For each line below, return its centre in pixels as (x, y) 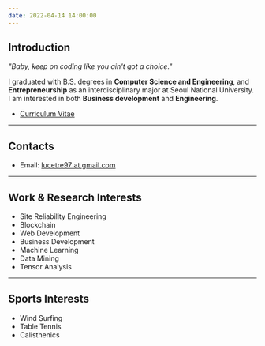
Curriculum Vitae (47, 114)
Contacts (32, 146)
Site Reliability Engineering (63, 216)
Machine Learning (49, 250)
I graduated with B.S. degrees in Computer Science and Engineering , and (129, 82)
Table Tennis (40, 326)
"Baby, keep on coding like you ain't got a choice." (90, 66)
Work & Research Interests (75, 197)
